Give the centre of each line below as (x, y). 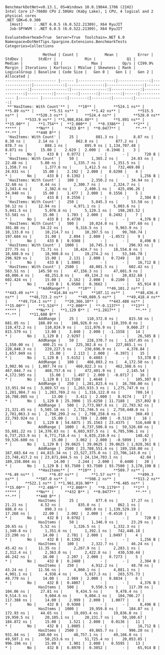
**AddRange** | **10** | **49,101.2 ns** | (91, 288)
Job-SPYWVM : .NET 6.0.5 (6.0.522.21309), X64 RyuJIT (66, 29)
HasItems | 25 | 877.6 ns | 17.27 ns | (96, 501)
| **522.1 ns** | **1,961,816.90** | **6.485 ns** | (75, 483)
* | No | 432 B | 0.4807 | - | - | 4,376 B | (83, 583)
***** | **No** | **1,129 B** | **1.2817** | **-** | (78, 310)
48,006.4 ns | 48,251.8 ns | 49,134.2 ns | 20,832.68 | (76, 276)
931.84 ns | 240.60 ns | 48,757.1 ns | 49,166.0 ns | (74, 635)
